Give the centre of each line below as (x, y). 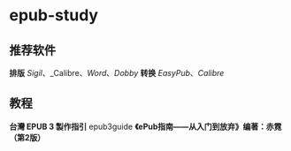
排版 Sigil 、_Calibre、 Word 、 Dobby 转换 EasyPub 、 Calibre (117, 73)
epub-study (54, 15)
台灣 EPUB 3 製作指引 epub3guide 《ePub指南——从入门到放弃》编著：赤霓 (145, 126)
